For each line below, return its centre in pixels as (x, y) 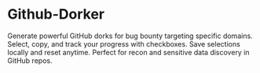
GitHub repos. (30, 61)
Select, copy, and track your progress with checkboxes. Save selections (124, 43)
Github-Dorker (56, 14)
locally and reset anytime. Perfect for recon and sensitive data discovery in (128, 52)
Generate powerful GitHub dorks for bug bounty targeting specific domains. (130, 36)
